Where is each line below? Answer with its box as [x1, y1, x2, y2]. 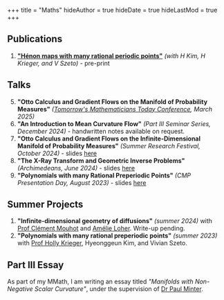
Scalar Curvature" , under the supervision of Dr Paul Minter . [34, 285, 204, 293]
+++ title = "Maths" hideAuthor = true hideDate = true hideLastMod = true [7, 6, 218, 14]
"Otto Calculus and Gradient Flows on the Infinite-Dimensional [17, 134, 201, 143]
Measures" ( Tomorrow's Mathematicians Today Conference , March [17, 105, 213, 113]
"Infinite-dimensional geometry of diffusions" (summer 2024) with [17, 217, 213, 225]
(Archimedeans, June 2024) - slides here [17, 164, 136, 172]
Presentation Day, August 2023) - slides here [17, 178, 147, 186]
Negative [7, 285, 33, 293]
